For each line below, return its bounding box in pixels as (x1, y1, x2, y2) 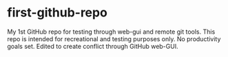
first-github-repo (7, 5, 108, 21)
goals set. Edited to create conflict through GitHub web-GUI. (7, 42, 178, 50)
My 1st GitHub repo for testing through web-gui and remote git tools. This (7, 27, 216, 36)
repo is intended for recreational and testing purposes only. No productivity (7, 34, 221, 43)
